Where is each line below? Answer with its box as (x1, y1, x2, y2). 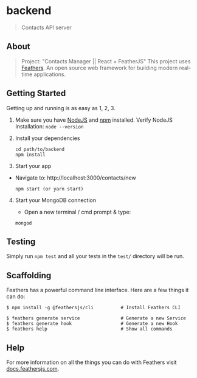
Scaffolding (6, 270, 52, 281)
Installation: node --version (15, 122, 84, 130)
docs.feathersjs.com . (6, 365, 60, 372)
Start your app (15, 162, 52, 169)
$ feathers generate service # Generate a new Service (6, 315, 187, 321)
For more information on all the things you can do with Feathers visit (6, 359, 177, 366)
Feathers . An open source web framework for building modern (21, 64, 178, 71)
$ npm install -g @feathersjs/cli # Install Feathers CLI (6, 305, 181, 311)
